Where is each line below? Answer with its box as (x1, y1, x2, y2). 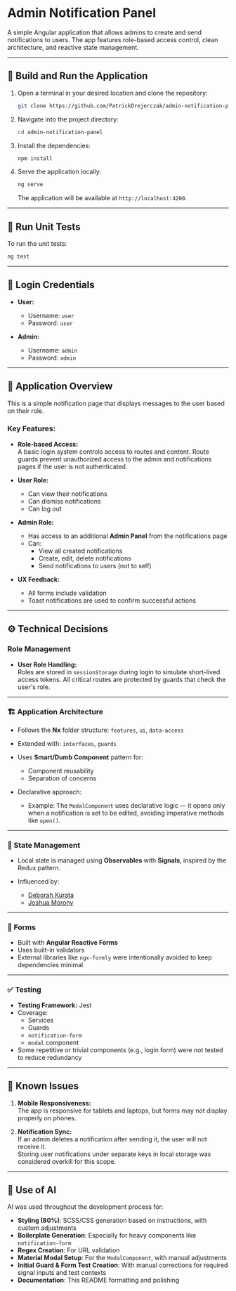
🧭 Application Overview (7, 381, 113, 393)
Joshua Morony (27, 898, 74, 907)
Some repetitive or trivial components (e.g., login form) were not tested (17, 1045, 223, 1054)
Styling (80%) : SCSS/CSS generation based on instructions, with (17, 1217, 207, 1225)
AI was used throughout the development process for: (7, 1202, 164, 1211)
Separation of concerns (27, 774, 97, 782)
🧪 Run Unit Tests (7, 221, 81, 232)
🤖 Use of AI (7, 1184, 57, 1195)
